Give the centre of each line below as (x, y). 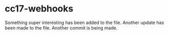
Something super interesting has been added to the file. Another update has (84, 22)
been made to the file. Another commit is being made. (61, 27)
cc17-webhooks (39, 9)
